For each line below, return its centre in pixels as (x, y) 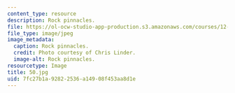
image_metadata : (31, 40)
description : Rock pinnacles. (51, 20)
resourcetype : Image (37, 66)
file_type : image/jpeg (40, 33)
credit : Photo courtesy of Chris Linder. (75, 53)
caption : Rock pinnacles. (51, 46)
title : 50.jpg (28, 72)
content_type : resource (42, 14)
